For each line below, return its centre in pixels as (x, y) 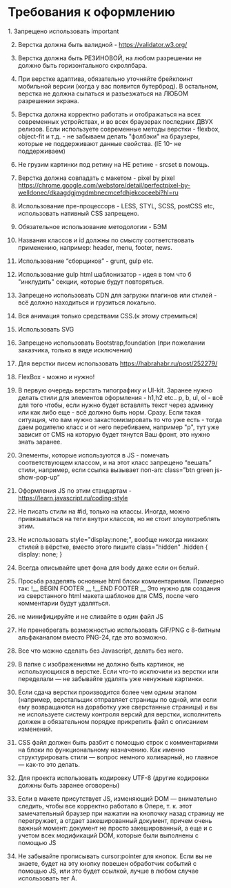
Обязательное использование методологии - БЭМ (92, 226)
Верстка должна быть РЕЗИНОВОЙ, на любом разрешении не (110, 58)
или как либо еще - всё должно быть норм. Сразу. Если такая (109, 412)
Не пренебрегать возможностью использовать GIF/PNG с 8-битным (119, 630)
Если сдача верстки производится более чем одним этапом (107, 692)
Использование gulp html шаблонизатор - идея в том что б (104, 274)
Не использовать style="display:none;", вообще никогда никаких (113, 539)
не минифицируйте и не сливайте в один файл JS (91, 616)
